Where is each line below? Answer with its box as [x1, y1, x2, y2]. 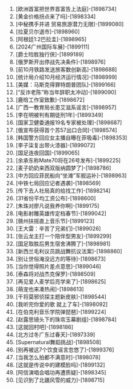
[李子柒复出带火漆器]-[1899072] [15, 142, 96, 148]
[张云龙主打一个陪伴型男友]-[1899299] [15, 233, 112, 239]
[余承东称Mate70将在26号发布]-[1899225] [15, 157, 121, 164]
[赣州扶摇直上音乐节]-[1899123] [15, 218, 95, 224]
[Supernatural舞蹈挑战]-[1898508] [15, 339, 102, 345]
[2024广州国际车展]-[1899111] [15, 43, 90, 50]
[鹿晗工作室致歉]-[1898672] [15, 96, 85, 103]
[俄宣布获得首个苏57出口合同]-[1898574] [15, 127, 117, 133]
